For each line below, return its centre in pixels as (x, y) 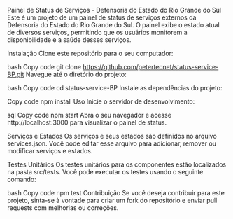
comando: (22, 179)
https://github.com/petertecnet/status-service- (151, 67)
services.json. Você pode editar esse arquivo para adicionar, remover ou (112, 143)
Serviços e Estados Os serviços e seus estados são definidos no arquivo (112, 136)
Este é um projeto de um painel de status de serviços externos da (102, 17)
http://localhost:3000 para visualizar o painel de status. (87, 122)
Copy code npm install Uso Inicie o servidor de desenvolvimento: (101, 101)
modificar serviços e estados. (50, 151)
